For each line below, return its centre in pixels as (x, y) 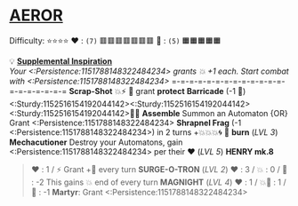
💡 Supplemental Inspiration (61, 61)
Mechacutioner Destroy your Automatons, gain (96, 142)
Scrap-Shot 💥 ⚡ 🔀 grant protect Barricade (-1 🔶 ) (157, 91)
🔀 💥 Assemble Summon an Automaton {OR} (209, 113)
